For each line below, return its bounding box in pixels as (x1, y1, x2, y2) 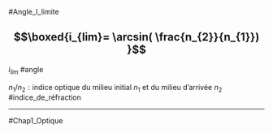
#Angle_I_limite (8, 7, 59, 16)
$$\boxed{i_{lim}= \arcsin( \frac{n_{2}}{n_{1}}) (13, 30, 260, 44)
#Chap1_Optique (8, 116, 63, 126)
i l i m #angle (8, 64, 44, 76)
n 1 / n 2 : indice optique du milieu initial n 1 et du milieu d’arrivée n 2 (8, 82, 223, 94)
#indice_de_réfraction (8, 92, 81, 102)
